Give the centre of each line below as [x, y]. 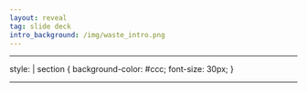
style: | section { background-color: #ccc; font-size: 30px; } [122, 69]
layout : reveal [38, 18]
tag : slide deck [40, 26]
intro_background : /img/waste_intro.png [88, 35]
